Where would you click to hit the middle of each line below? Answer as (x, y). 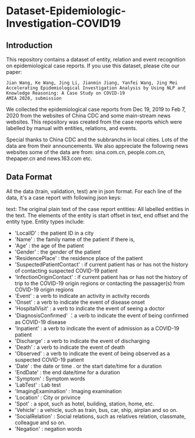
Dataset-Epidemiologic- (66, 11)
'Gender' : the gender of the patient (58, 252)
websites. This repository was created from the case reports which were (94, 122)
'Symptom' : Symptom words (50, 378)
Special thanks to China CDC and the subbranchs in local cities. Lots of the (97, 139)
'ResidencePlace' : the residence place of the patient (79, 258)
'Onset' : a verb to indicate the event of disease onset (80, 302)
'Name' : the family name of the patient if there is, (75, 239)
